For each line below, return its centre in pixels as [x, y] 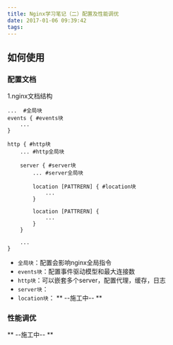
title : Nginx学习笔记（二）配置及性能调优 [63, 14]
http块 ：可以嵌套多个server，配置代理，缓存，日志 [91, 281]
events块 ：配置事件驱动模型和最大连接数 [76, 271]
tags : [15, 27]
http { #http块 [29, 145]
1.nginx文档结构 [30, 96]
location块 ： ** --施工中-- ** [60, 298]
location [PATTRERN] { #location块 [84, 187]
